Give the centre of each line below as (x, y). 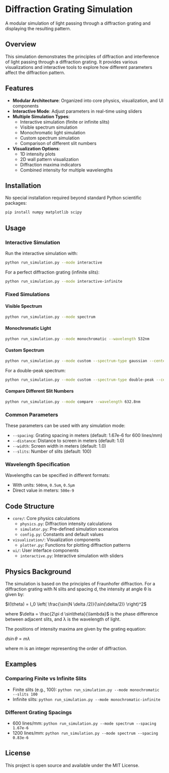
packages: (16, 203)
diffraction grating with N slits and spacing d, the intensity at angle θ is (78, 589)
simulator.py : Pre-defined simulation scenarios (69, 529)
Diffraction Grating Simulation (69, 9)
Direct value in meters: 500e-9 (43, 490)
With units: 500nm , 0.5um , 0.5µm (44, 485)
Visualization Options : (36, 148)
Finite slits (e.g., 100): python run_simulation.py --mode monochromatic (86, 690)
